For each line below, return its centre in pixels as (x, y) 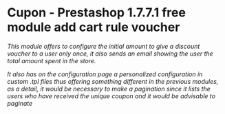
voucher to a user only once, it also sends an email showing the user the (110, 54)
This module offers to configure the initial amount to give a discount (104, 46)
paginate (20, 103)
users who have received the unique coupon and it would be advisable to (111, 96)
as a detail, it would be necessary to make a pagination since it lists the (109, 89)
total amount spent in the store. (52, 60)
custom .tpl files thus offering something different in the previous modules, (113, 81)
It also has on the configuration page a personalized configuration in (105, 74)
